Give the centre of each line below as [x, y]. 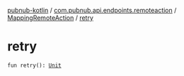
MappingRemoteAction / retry [51, 18]
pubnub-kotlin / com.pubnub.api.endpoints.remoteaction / [92, 10]
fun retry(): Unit [34, 65]
